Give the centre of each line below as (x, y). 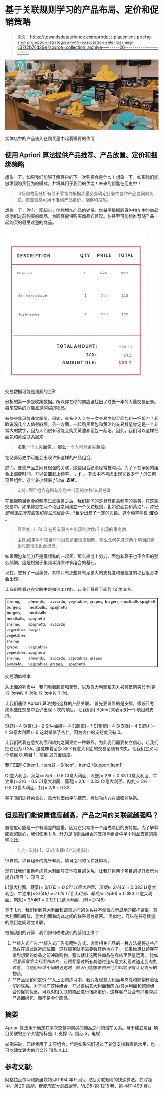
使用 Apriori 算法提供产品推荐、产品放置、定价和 (78, 155)
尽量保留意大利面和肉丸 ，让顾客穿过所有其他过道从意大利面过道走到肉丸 (84, 961)
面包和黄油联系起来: (25, 436)
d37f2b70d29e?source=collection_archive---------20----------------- (87, 47)
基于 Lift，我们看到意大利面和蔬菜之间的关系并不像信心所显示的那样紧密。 (79, 910)
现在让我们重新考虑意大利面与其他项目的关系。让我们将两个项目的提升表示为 (82, 871)
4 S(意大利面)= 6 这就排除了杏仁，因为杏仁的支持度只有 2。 (65, 732)
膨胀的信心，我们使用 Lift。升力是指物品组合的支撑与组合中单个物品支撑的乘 (81, 834)
